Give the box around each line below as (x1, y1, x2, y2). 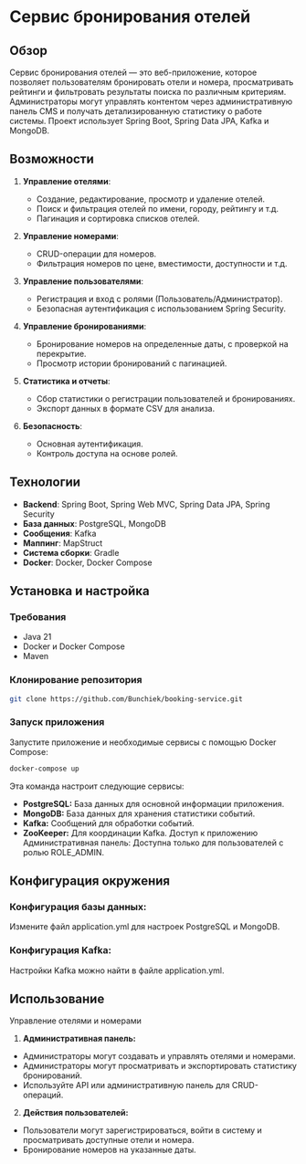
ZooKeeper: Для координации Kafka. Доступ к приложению (22, 827, 259, 838)
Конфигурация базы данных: (9, 900, 147, 913)
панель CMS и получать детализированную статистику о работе (9, 106, 263, 116)
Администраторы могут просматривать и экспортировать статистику (22, 1061, 297, 1072)
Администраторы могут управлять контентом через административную (9, 96, 293, 107)
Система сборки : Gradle (22, 547, 120, 558)
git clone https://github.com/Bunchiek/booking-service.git (9, 694, 244, 704)
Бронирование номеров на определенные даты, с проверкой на (36, 338, 290, 349)
